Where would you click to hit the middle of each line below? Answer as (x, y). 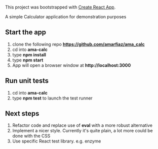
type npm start (28, 60)
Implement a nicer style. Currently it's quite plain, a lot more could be (82, 131)
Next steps (22, 114)
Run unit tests (27, 81)
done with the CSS (31, 136)
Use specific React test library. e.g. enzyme (57, 141)
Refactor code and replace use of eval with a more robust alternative (82, 125)
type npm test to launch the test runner (52, 98)
